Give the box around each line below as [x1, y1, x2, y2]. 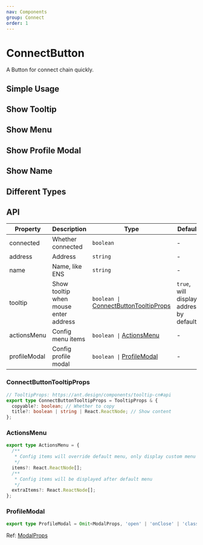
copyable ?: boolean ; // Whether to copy [11, 403, 115, 409]
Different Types [6, 186, 66, 197]
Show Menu [6, 125, 53, 135]
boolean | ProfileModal [92, 352, 158, 361]
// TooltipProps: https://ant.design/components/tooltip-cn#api [6, 391, 172, 398]
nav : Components [6, 8, 47, 15]
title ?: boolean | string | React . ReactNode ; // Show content [11, 409, 172, 415]
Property [14, 225, 41, 233]
